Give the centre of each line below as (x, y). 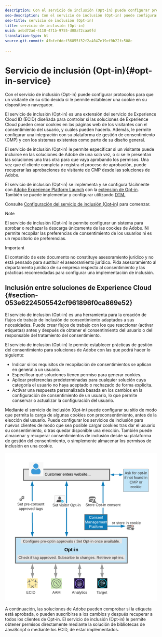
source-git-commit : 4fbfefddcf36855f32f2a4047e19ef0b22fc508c (69, 41)
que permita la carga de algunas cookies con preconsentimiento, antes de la (81, 415)
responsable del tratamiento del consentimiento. (53, 335)
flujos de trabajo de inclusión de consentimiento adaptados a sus (70, 319)
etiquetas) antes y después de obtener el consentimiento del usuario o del (79, 330)
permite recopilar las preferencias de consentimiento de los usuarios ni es (79, 233)
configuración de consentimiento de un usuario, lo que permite (74, 395)
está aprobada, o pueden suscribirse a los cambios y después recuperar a (79, 614)
